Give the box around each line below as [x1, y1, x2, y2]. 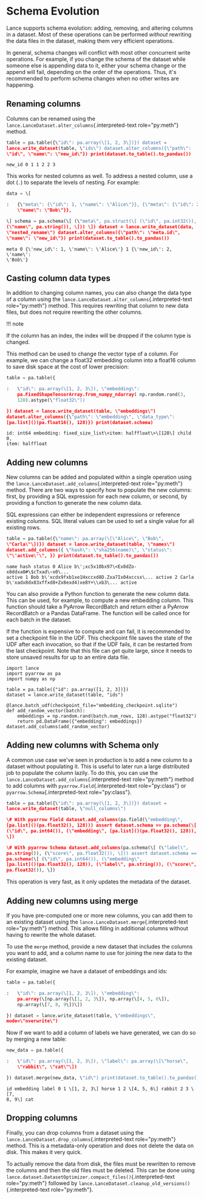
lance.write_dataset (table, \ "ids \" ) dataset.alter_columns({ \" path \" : [6, 145, 191, 151]
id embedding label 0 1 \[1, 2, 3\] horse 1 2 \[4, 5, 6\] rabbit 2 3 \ [6, 1086, 194, 1092]
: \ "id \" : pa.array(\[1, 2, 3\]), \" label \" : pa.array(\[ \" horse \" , [6, 1058, 189, 1064]
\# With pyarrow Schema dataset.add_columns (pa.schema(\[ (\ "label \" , [6, 845, 189, 851]
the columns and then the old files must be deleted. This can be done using [6, 1166, 195, 1174]
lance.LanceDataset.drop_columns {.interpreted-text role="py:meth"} [6, 1135, 176, 1143]
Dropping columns [6, 1113, 78, 1123]
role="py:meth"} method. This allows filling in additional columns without [6, 925, 188, 932]
